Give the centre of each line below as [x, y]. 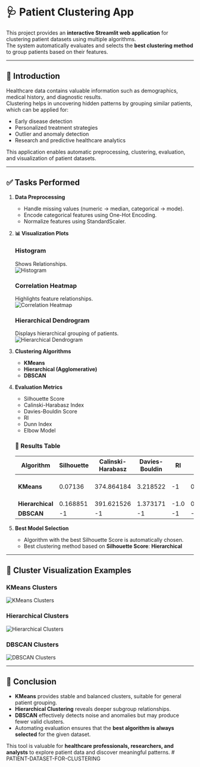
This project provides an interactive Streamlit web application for [87, 33]
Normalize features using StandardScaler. [75, 221]
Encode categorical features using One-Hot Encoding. [90, 215]
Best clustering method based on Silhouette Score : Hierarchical [103, 546]
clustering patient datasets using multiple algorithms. [71, 39]
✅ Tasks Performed [43, 182]
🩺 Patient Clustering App [70, 12]
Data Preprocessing [40, 197]
